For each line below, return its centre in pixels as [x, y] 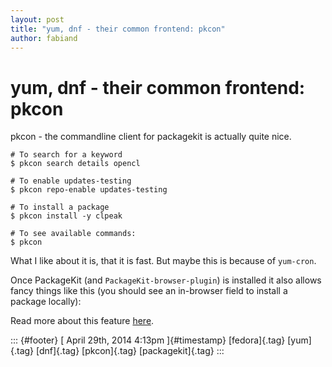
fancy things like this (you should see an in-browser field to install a [149, 291]
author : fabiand [44, 38]
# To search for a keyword [66, 155]
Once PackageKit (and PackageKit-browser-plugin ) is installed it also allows [166, 280]
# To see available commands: [73, 234]
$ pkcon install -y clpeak [66, 216]
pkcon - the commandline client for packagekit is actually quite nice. [151, 137]
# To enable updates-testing [71, 181]
